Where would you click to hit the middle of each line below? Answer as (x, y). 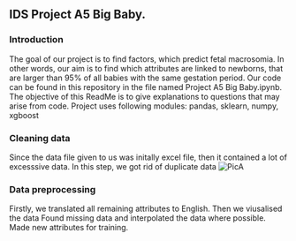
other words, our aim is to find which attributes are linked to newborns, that (146, 68)
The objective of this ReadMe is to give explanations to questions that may (144, 96)
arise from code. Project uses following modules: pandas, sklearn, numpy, (144, 106)
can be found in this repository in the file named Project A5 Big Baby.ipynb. (146, 87)
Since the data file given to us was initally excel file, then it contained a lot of (148, 157)
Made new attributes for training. (69, 228)
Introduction (36, 40)
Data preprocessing (53, 189)
